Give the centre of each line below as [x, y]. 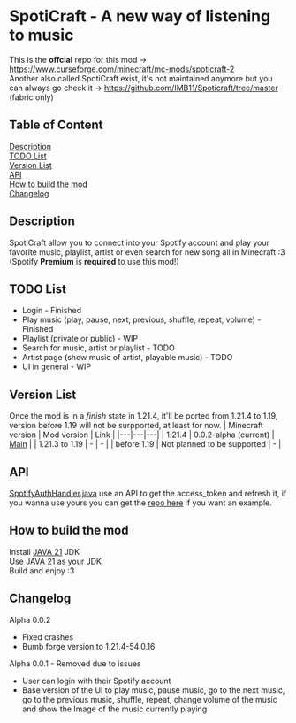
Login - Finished [52, 311]
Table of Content [56, 125]
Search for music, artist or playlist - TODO [98, 348]
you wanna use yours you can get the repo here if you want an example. [140, 503]
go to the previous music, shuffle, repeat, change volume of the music [150, 699]
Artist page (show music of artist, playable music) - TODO [127, 358]
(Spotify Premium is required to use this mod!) [94, 261]
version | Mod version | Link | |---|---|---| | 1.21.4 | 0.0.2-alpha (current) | [142, 435]
